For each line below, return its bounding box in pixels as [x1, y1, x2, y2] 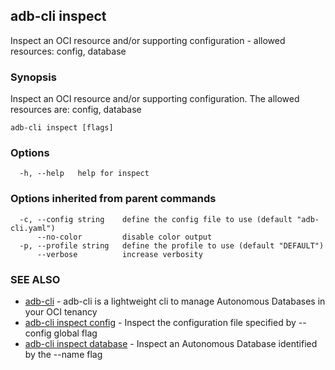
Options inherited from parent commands [10, 192, 217, 206]
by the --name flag [24, 349, 103, 360]
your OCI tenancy [24, 306, 98, 318]
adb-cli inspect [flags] [10, 123, 114, 133]
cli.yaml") [10, 223, 56, 233]
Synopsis [10, 70, 57, 84]
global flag [53, 327, 98, 339]
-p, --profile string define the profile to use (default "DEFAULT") [19, 240, 325, 251]
